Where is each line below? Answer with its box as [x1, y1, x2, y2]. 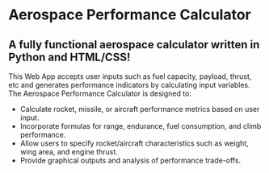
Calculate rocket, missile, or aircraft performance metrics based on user [19, 105, 260, 113]
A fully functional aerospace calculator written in [8, 38, 260, 51]
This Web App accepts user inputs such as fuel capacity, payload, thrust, [8, 72, 252, 81]
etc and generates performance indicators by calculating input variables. [8, 80, 250, 89]
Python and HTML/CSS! [8, 50, 131, 64]
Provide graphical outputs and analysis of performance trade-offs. [19, 155, 242, 165]
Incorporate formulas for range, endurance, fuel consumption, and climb [19, 122, 262, 130]
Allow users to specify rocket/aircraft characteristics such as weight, [19, 138, 249, 148]
